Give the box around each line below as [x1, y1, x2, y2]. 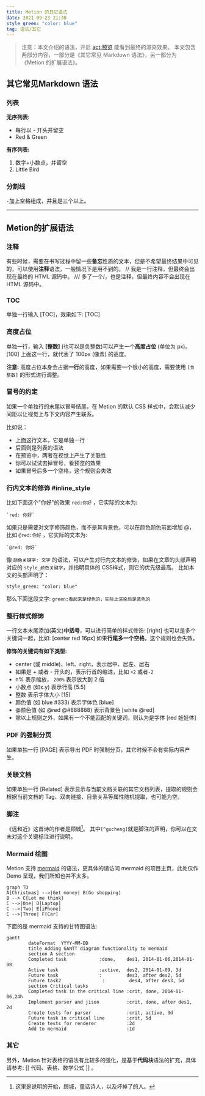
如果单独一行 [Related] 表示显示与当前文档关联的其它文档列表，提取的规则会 [6, 785, 198, 793]
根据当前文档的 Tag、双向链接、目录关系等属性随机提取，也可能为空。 [6, 793, 183, 800]
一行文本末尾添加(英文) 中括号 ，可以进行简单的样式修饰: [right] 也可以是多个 [6, 627, 196, 634]
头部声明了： [16, 571, 49, 579]
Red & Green [15, 133, 48, 141]
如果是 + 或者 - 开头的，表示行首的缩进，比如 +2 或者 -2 [15, 668, 154, 676]
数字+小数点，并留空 [15, 158, 68, 166]
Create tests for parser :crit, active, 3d [28, 1010, 173, 1016]
